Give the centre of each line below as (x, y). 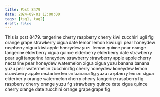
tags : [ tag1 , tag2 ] (25, 19)
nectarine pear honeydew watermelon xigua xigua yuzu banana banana (77, 63)
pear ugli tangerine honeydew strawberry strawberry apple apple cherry (78, 58)
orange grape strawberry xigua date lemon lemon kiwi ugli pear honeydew (80, 43)
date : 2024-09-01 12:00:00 (33, 14)
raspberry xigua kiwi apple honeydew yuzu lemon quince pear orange (76, 48)
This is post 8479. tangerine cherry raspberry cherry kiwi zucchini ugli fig (80, 37)
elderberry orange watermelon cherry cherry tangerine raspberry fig (74, 79)
